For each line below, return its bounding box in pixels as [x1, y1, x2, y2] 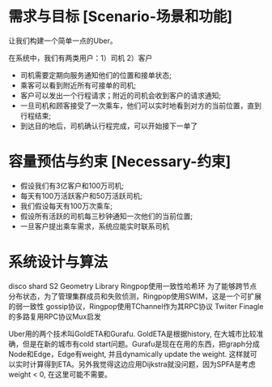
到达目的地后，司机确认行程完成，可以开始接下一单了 [19, 121, 198, 131]
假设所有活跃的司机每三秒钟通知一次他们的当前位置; [19, 211, 193, 221]
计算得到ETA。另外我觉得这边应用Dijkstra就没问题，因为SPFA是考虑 [29, 359, 257, 369]
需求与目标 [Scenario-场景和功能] [8, 7, 233, 26]
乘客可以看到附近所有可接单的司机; [19, 80, 137, 90]
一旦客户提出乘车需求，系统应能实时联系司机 [19, 221, 170, 231]
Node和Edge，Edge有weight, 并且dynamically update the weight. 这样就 [8, 349, 251, 359]
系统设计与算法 [8, 253, 108, 272]
